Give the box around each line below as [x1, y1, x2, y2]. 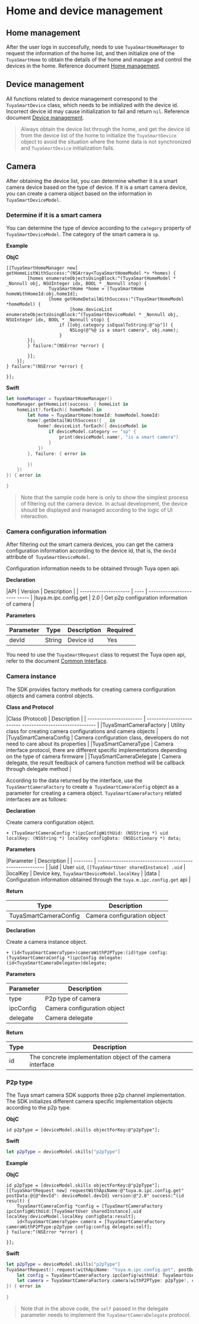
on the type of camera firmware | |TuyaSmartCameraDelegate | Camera [6, 753, 181, 760]
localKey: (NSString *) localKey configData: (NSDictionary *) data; [6, 835, 182, 841]
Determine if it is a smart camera [6, 211, 102, 219]
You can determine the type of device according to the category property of [6, 224, 191, 232]
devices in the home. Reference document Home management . [6, 62, 161, 69]
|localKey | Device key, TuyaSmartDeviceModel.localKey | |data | [6, 869, 161, 877]
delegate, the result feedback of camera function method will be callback [6, 759, 185, 766]
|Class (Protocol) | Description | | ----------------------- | [6, 715, 146, 722]
